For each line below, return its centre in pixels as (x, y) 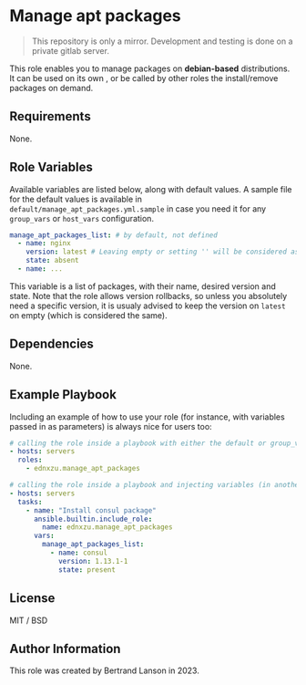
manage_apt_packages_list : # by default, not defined (114, 235)
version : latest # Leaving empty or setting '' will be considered (156, 252)
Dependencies (51, 344)
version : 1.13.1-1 (93, 561)
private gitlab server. (70, 50)
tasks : (30, 502)
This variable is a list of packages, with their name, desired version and (143, 286)
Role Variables (51, 167)
